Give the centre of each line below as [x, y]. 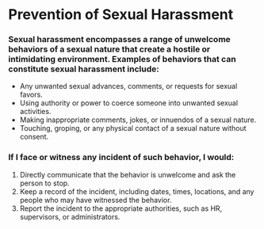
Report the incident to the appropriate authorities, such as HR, [121, 208]
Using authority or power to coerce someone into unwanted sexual [129, 103]
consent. [34, 137]
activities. [35, 112]
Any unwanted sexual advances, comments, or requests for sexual [128, 86]
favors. [31, 95]
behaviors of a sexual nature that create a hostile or [109, 49]
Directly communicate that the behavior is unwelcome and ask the [128, 174]
